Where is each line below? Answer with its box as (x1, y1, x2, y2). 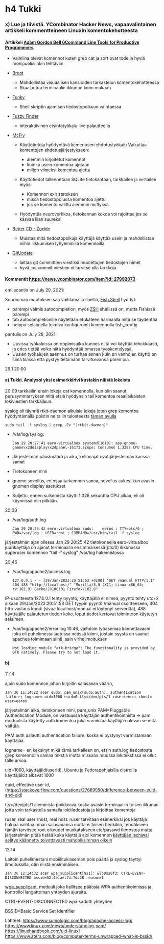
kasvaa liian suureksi (19, 216, 62, 222)
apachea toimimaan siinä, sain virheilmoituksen (12, 636, 108, 642)
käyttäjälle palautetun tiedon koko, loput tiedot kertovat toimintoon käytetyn (5, 611, 158, 617)
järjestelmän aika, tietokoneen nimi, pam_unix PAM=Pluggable (5, 707, 130, 713)
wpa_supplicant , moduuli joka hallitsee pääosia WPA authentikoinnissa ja (5, 884, 152, 890)
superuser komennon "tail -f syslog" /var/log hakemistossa (5, 550, 124, 555)
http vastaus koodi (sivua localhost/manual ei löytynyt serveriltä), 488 (5, 605, 146, 611)
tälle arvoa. (5, 757, 28, 763)
